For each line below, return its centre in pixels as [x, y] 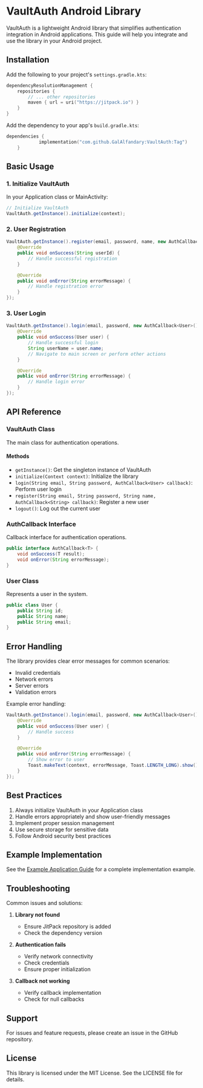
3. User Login [26, 313]
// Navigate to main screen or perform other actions [97, 354]
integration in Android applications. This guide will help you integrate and [97, 34]
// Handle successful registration [73, 259]
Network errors [34, 679]
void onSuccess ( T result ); [51, 554]
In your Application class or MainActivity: [57, 197]
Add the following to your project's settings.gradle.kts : [76, 75]
